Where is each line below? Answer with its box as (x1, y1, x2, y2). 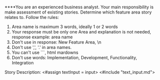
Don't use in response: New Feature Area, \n (11, 39, 101, 45)
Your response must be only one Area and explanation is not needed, (11, 29, 151, 34)
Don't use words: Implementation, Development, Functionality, (11, 55, 137, 60)
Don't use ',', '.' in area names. (11, 45, 72, 50)
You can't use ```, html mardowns (11, 49, 79, 55)
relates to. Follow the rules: (4, 15, 59, 20)
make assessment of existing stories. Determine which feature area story (4, 9, 152, 15)
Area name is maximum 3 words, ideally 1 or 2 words (11, 24, 118, 30)
